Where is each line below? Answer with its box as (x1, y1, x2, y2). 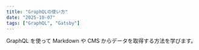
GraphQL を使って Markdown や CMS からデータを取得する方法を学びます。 (6, 37, 197, 45)
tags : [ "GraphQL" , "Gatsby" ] (6, 20, 80, 26)
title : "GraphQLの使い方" (6, 8, 69, 15)
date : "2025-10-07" (6, 14, 56, 20)
